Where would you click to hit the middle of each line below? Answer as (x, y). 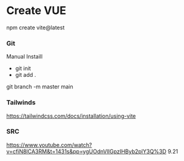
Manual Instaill (24, 57)
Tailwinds (21, 102)
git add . (26, 75)
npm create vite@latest (35, 27)
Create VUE (36, 11)
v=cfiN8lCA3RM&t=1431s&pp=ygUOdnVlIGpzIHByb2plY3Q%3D (86, 151)
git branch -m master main (40, 87)
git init (23, 68)
